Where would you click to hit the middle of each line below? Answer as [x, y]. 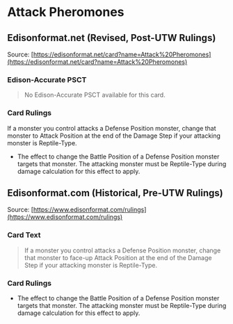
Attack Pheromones [66, 12]
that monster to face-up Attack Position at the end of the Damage [118, 257]
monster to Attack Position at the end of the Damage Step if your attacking [114, 136]
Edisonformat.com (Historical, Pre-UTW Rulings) [115, 193]
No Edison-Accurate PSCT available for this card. [95, 95]
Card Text [24, 235]
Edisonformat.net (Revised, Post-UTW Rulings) [112, 38]
